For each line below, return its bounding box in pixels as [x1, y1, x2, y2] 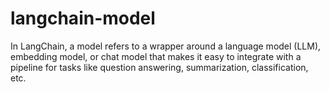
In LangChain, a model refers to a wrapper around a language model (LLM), [10, 40, 322, 52]
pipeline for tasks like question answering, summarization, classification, [10, 61, 309, 73]
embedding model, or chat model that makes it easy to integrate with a [10, 50, 302, 62]
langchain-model [10, 7, 156, 30]
